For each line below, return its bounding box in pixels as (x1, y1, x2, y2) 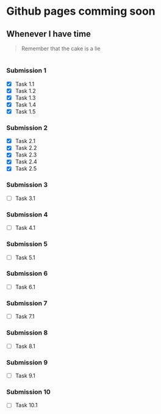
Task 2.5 (15, 165, 37, 172)
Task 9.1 (15, 372, 35, 379)
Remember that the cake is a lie (21, 45, 101, 52)
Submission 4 (6, 210, 48, 218)
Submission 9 (6, 358, 48, 366)
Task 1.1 (15, 80, 35, 87)
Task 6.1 (15, 283, 35, 290)
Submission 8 (6, 328, 48, 337)
